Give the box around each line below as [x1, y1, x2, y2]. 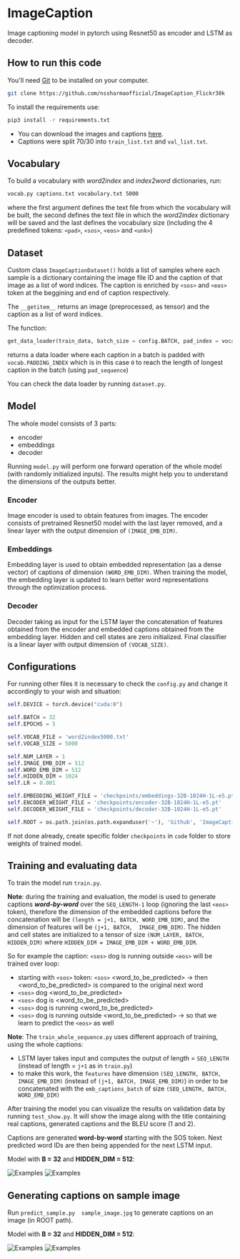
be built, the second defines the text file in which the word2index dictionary [7, 211, 230, 219]
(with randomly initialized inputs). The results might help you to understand [7, 469, 229, 478]
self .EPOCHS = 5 [7, 721, 56, 728]
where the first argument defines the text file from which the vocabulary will [7, 204, 231, 212]
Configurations [7, 661, 76, 673]
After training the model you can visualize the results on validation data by [7, 1105, 226, 1113]
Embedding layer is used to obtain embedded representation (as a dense [7, 561, 222, 569]
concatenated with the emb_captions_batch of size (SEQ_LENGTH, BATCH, [17, 1084, 227, 1093]
